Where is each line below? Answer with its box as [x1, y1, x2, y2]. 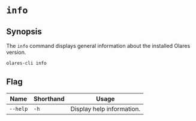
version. [6, 49, 26, 56]
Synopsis [6, 26, 42, 37]
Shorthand [34, 95, 65, 103]
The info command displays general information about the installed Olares [6, 43, 191, 49]
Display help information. [70, 104, 141, 113]
